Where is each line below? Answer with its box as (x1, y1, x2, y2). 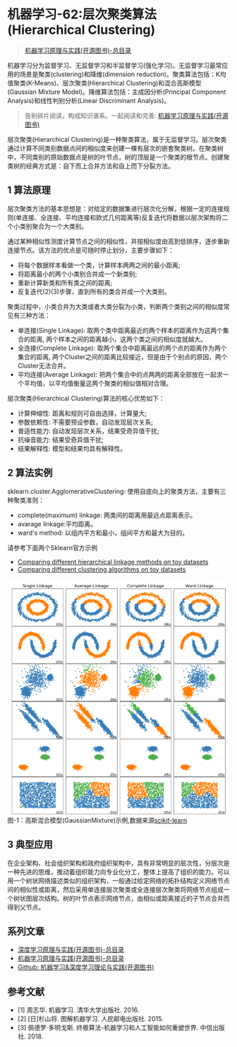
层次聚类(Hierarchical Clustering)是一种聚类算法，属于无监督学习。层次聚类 (7, 135, 227, 143)
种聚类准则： (7, 495, 44, 504)
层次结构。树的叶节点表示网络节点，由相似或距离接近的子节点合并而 (31, 894, 230, 902)
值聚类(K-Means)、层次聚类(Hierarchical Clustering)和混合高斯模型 (7, 78, 202, 87)
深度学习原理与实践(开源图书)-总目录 (17, 945, 125, 954)
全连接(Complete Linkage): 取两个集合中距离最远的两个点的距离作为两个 (17, 344, 227, 352)
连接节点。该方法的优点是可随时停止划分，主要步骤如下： (7, 246, 174, 254)
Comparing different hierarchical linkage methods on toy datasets (17, 557, 209, 566)
